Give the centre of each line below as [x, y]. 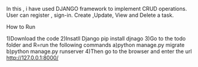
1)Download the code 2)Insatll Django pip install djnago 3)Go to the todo [96, 38]
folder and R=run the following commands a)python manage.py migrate [95, 45]
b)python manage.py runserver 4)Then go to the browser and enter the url [99, 51]
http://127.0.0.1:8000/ [32, 58]
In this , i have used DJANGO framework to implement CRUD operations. [97, 9]
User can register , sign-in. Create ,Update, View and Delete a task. [90, 15]
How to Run [21, 27]
